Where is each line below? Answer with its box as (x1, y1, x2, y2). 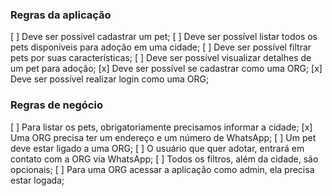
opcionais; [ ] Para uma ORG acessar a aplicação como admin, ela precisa (10, 163, 315, 175)
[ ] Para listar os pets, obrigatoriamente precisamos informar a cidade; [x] (10, 121, 313, 133)
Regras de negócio (10, 98, 103, 112)
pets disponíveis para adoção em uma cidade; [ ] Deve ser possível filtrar (10, 41, 312, 53)
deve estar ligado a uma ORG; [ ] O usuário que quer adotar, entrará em (10, 142, 305, 154)
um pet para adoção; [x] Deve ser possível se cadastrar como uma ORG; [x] (10, 63, 323, 75)
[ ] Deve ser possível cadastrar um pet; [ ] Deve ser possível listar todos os (10, 31, 318, 43)
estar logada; (10, 174, 65, 186)
